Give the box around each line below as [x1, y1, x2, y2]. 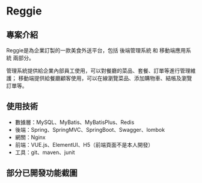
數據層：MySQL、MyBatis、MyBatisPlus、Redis [14, 119, 135, 126]
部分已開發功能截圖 [6, 168, 78, 178]
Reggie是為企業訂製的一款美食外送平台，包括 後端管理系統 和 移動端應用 [6, 47, 186, 54]
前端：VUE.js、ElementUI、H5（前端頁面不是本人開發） [14, 141, 154, 148]
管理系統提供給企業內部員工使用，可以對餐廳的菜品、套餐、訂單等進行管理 [6, 67, 191, 74]
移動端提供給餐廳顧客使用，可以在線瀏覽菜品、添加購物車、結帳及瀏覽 [17, 75, 192, 82]
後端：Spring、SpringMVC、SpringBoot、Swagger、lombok [14, 126, 165, 133]
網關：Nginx [14, 134, 46, 141]
